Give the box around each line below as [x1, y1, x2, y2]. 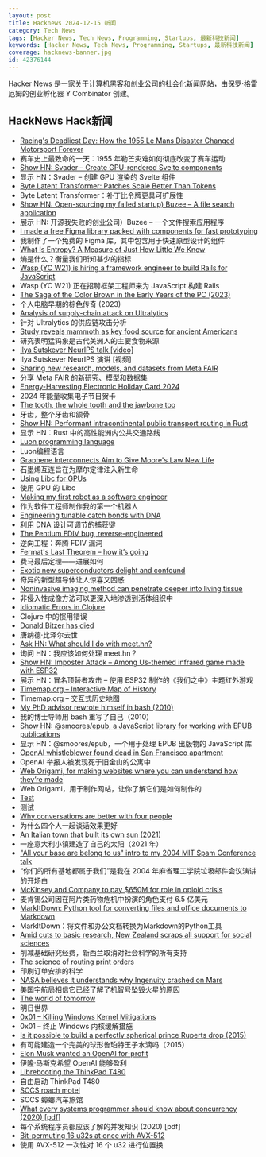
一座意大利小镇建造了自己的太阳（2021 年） [19, 839, 164, 849]
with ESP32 [19, 665, 58, 675]
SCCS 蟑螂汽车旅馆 [19, 1094, 83, 1105]
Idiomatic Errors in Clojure [19, 602, 106, 612]
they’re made [19, 774, 64, 784]
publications [19, 729, 61, 739]
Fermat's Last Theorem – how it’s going [19, 547, 149, 556]
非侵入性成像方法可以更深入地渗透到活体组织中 [19, 593, 173, 602]
